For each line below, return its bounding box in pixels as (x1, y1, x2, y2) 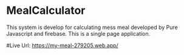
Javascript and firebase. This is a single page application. (6, 30, 151, 37)
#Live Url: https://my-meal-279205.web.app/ (6, 42, 118, 49)
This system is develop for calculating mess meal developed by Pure (6, 24, 178, 31)
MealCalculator (6, 4, 86, 18)
